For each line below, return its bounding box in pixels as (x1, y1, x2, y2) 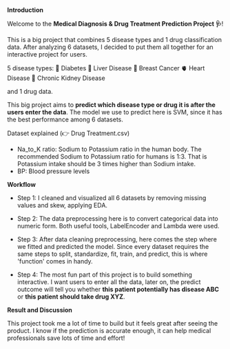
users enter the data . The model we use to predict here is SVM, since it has (7, 108, 222, 116)
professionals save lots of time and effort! (7, 334, 125, 342)
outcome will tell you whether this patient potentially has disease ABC (17, 286, 219, 293)
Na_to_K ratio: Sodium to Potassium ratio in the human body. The (17, 145, 202, 153)
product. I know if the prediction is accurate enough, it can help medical (7, 327, 211, 335)
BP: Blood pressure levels (17, 167, 90, 175)
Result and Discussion (7, 306, 72, 314)
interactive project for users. (7, 50, 88, 58)
